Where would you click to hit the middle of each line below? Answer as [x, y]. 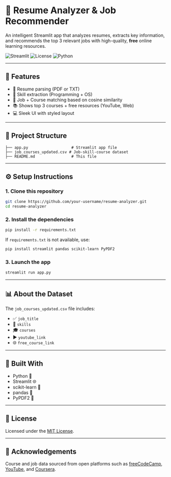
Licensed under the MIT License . [40, 431]
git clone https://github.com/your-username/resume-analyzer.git [76, 202]
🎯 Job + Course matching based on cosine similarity [67, 100]
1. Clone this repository [34, 191]
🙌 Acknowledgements [41, 452]
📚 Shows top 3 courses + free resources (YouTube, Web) [73, 105]
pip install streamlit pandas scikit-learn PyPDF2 [60, 249]
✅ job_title [26, 319]
